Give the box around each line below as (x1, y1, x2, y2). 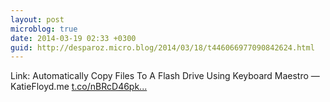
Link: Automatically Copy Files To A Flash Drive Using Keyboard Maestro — (10, 70, 320, 82)
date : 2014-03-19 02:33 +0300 (10, 33, 137, 43)
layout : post (10, 14, 65, 25)
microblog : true (10, 24, 78, 34)
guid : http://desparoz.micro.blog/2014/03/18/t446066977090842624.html (10, 42, 315, 53)
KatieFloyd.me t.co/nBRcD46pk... (10, 81, 148, 93)
